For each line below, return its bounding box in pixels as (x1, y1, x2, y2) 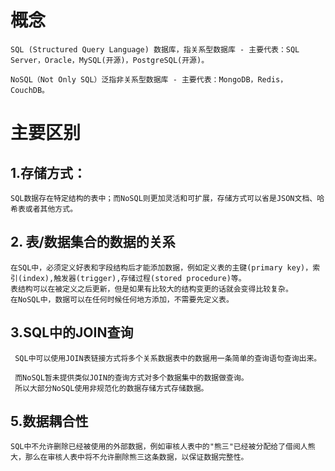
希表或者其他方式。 (10, 204, 78, 214)
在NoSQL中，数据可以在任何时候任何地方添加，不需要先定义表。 (10, 294, 234, 305)
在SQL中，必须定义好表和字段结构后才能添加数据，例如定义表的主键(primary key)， (10, 262, 313, 273)
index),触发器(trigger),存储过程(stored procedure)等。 (22, 273, 247, 283)
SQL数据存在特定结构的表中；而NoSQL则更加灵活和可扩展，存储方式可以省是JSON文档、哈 (10, 193, 325, 203)
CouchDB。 (10, 85, 50, 95)
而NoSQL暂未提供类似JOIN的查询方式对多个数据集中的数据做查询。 (14, 372, 249, 383)
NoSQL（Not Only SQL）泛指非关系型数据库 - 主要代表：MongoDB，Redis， (10, 74, 288, 85)
